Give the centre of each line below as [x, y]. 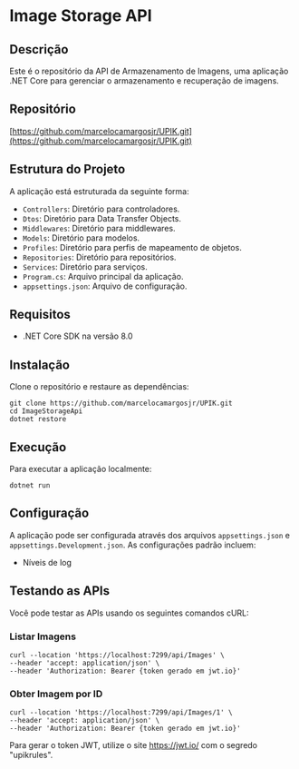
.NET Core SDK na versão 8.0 [77, 336]
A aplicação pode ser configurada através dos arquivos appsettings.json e [149, 535]
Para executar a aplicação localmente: [81, 469]
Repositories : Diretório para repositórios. [99, 257]
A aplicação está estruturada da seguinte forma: [99, 191]
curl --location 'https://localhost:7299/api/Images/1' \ [121, 713]
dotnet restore [38, 419]
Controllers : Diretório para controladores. [101, 209]
